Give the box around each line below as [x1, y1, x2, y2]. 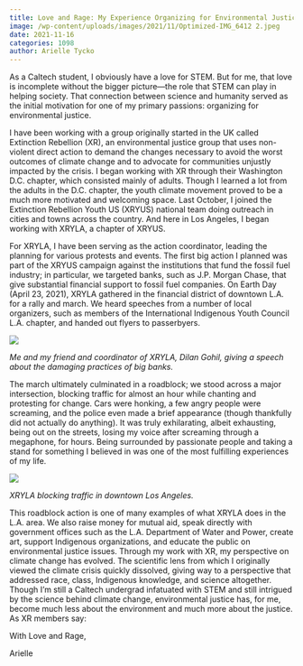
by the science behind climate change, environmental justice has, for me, [9, 594, 281, 605]
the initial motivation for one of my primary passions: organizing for [9, 100, 260, 111]
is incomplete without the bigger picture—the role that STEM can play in [9, 81, 277, 92]
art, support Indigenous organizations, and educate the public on [9, 536, 251, 547]
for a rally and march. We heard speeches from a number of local [9, 299, 252, 310]
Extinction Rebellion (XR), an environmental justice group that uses [9, 137, 257, 148]
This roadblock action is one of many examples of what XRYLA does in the [9, 507, 287, 519]
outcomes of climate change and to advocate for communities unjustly [9, 156, 271, 167]
